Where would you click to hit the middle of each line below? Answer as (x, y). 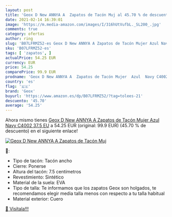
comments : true (21, 29)
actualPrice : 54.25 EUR (31, 58)
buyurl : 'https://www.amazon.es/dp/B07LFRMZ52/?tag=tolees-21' (74, 96)
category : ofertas (25, 34)
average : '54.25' (24, 106)
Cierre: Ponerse (29, 166)
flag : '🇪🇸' (18, 86)
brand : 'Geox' (20, 91)
